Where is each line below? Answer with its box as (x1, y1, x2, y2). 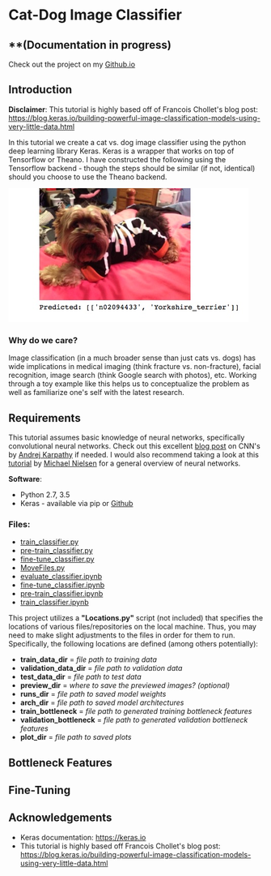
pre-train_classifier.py (19, 546, 93, 556)
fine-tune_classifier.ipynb (19, 580, 105, 590)
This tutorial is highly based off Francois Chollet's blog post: (19, 841, 221, 851)
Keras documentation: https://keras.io (19, 832, 146, 842)
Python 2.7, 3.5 (19, 489, 70, 500)
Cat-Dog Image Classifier (8, 6, 182, 24)
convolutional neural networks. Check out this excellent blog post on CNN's (8, 440, 260, 451)
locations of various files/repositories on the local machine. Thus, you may (8, 622, 257, 632)
